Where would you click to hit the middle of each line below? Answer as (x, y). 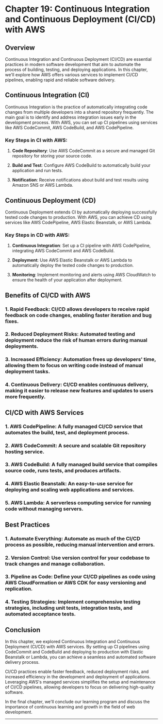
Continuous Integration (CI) (47, 95)
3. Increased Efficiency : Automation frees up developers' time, (81, 359)
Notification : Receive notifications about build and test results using (80, 180)
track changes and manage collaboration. (55, 564)
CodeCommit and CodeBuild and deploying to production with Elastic (74, 652)
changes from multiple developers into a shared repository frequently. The (79, 112)
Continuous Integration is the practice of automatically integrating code (76, 107)
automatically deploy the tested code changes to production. (73, 265)
